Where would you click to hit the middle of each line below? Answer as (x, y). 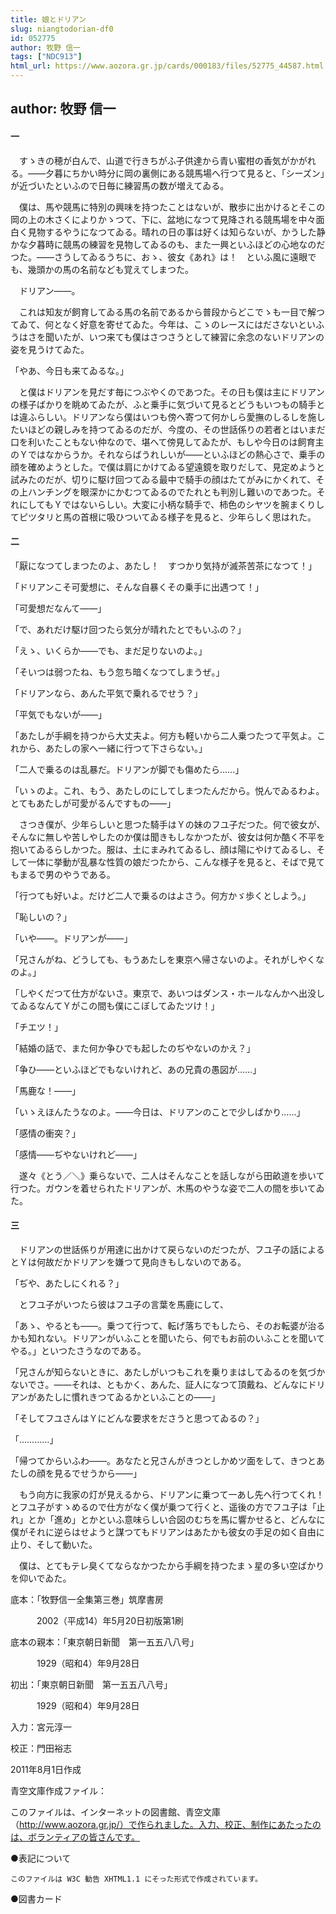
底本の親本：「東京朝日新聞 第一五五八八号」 (104, 1642)
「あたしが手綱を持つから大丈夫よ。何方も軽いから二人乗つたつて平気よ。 (163, 735)
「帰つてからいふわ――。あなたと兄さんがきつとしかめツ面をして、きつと (163, 1460)
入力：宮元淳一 (41, 1727)
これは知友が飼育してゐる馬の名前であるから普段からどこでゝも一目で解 (167, 312)
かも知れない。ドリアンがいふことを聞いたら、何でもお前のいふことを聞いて (168, 1338)
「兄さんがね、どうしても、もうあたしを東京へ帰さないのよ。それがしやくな (167, 959)
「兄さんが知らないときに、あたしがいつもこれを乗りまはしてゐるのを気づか (168, 1372)
